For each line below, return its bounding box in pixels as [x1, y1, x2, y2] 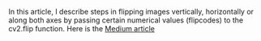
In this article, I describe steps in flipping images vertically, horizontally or [8, 7, 254, 16]
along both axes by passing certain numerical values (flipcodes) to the [8, 15, 244, 25]
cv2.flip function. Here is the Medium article [8, 24, 156, 33]
